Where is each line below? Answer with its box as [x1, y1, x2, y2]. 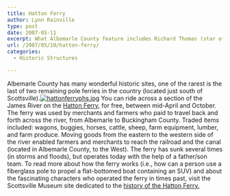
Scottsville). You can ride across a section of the [7, 94, 203, 102]
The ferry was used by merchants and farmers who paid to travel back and [7, 108, 218, 117]
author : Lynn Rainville [7, 16, 75, 23]
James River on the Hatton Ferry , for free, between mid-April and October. [7, 101, 217, 110]
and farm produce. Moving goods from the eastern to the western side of [7, 130, 214, 138]
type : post [7, 23, 38, 29]
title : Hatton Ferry [7, 10, 66, 17]
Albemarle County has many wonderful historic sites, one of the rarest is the [7, 79, 222, 88]
